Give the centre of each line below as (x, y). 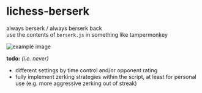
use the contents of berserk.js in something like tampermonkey (87, 34)
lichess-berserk (48, 11)
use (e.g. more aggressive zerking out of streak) (76, 83)
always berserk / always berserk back (54, 28)
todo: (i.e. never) (28, 58)
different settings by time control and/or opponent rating (86, 70)
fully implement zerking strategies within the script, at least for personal (106, 76)
